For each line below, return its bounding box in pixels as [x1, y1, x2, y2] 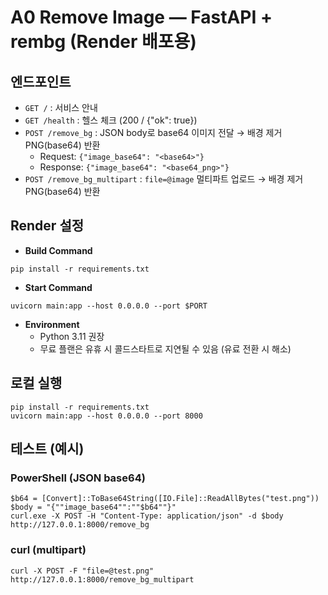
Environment [24, 318, 80, 330]
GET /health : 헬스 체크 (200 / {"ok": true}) [24, 114, 198, 126]
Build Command [24, 244, 93, 256]
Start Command [24, 281, 93, 293]
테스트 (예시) [10, 441, 85, 458]
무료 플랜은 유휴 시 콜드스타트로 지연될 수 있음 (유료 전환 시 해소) [39, 342, 292, 355]
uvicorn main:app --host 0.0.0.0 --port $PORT [10, 301, 208, 311]
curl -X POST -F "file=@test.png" [10, 566, 155, 576]
